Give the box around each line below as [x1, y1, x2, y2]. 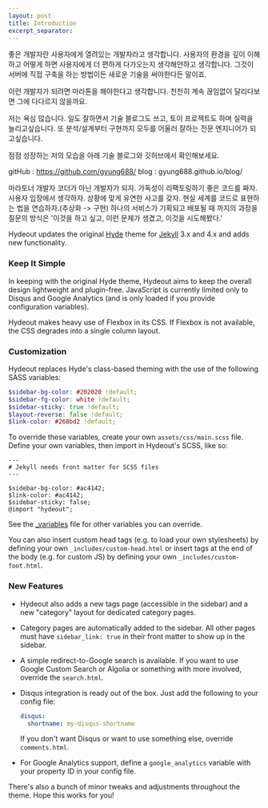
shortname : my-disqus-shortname [27, 719, 135, 728]
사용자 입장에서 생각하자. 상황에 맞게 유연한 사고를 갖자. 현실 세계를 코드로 [8, 193, 238, 203]
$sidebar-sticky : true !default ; [8, 402, 120, 411]
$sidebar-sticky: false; [8, 499, 91, 507]
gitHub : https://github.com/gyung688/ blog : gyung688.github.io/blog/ [8, 167, 242, 176]
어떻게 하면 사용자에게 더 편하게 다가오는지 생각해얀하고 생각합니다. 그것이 [22, 59, 254, 69]
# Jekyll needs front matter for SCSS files [8, 463, 159, 471]
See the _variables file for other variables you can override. [8, 519, 202, 529]
